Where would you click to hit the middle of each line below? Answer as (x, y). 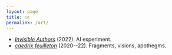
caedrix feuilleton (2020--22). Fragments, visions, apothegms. (90, 46)
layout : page (22, 12)
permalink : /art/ (27, 22)
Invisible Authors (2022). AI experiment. (63, 40)
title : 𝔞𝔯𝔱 (18, 17)
